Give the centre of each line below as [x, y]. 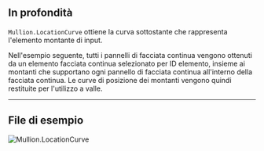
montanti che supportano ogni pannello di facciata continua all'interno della [130, 72]
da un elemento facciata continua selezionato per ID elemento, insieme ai [127, 63]
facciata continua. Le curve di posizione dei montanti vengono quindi [120, 80]
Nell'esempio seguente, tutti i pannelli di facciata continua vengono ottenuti [130, 55]
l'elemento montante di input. [55, 40]
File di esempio [46, 120]
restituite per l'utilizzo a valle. [55, 88]
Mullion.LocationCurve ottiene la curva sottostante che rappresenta [118, 31]
